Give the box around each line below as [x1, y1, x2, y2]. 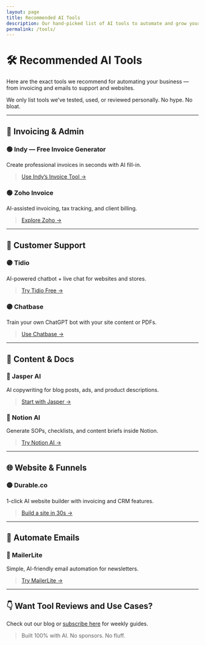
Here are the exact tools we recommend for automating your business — [6, 78, 189, 86]
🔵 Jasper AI [6, 372, 41, 381]
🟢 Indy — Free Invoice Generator [6, 145, 106, 153]
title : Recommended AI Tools [6, 15, 81, 21]
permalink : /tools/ [6, 26, 56, 32]
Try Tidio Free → [21, 287, 63, 294]
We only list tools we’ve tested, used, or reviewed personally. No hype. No [6, 96, 193, 104]
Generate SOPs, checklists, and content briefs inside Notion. [6, 427, 159, 435]
